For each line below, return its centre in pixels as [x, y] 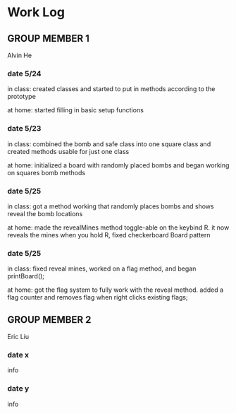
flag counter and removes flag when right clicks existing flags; [98, 297]
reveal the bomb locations [45, 213]
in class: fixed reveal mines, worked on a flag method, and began [102, 268]
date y [18, 389]
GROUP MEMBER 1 [49, 39]
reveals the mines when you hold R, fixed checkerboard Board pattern [109, 235]
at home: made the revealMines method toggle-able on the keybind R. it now [118, 227]
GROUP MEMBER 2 [49, 320]
